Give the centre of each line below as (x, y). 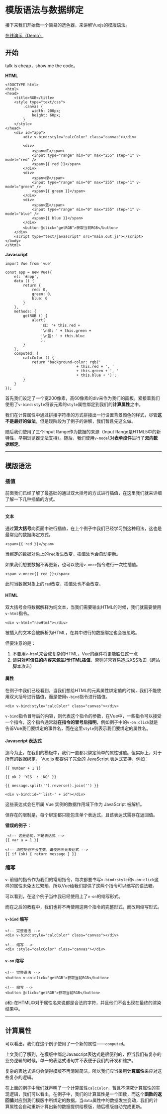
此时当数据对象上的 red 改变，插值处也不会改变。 (54, 584)
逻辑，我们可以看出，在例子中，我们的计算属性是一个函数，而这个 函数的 (83, 1094)
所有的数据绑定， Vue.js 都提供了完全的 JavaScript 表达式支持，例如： (77, 759)
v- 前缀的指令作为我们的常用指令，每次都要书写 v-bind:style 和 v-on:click (80, 879)
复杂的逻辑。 (22, 1077)
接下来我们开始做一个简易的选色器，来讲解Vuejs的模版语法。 (68, 25)
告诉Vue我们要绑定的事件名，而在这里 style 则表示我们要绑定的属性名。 (78, 728)
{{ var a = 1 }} (22, 840)
